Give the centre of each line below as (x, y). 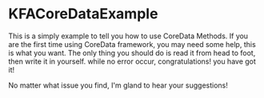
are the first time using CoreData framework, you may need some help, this (132, 44)
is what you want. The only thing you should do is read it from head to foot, (132, 53)
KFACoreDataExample (83, 14)
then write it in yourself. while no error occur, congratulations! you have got (132, 61)
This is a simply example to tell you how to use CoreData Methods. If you (128, 36)
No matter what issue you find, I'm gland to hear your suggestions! (118, 85)
